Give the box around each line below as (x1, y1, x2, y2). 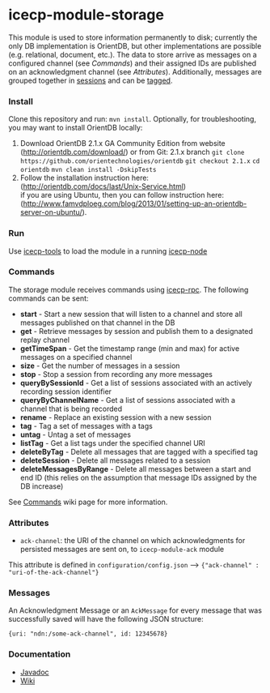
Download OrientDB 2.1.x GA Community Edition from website (19, 139, 226, 148)
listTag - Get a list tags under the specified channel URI (19, 438, 206, 447)
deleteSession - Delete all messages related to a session (19, 456, 211, 465)
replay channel (19, 335, 70, 344)
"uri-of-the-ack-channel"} (8, 569, 99, 577)
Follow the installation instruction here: (19, 173, 150, 183)
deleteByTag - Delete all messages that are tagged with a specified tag (19, 447, 259, 456)
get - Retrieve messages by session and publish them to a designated (19, 326, 253, 336)
